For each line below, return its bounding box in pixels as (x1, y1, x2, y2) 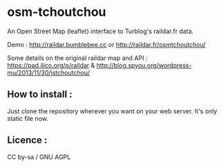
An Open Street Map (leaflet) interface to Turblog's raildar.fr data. (7, 27, 194, 35)
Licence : (7, 134, 48, 146)
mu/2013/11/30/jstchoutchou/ (7, 68, 90, 77)
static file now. (7, 114, 48, 122)
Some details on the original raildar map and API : (7, 53, 148, 62)
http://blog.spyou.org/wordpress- (96, 61, 192, 69)
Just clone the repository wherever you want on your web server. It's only (7, 106, 218, 115)
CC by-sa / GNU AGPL (7, 153, 71, 161)
